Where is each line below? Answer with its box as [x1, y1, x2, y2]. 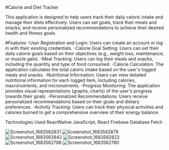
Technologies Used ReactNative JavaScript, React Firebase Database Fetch [5, 119, 163, 125]
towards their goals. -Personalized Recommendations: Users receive [5, 93, 148, 99]
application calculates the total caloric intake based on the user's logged [5, 66, 156, 72]
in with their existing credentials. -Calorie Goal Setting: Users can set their [5, 45, 159, 51]
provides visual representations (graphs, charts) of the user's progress [5, 88, 152, 94]
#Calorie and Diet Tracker [5, 5, 59, 10]
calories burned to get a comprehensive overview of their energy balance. [5, 109, 160, 115]
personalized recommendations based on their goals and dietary [5, 99, 140, 105]
